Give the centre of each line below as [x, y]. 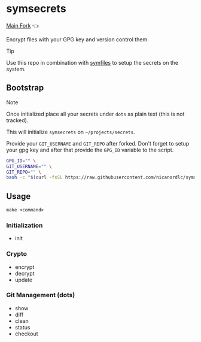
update [24, 280]
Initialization [25, 225]
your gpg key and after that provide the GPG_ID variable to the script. [90, 150]
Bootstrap [25, 88]
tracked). [17, 120]
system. [16, 69]
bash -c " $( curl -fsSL [34, 178]
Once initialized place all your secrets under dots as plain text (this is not [95, 114]
